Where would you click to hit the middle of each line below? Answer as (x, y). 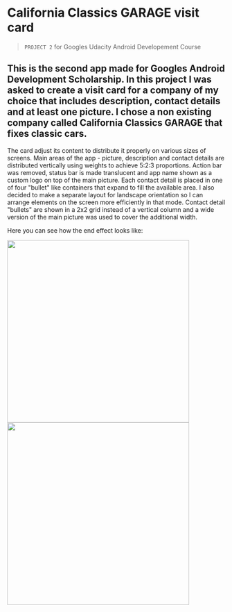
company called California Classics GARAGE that (115, 123)
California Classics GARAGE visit (103, 13)
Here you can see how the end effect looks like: (75, 230)
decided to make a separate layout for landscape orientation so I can (105, 195)
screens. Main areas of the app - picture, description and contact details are (116, 158)
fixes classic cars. (47, 134)
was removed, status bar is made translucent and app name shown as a (110, 172)
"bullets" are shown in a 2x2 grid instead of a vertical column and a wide (111, 209)
